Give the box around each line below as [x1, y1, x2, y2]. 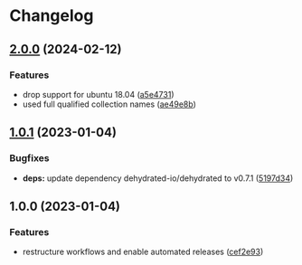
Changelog [9, 5, 94, 26]
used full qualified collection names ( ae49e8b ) [22, 99, 197, 109]
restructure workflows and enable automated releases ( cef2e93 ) [22, 246, 264, 258]
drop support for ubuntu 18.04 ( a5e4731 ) [22, 89, 175, 99]
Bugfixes [9, 152, 50, 165]
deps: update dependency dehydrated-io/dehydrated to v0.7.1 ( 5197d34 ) [22, 173, 294, 184]
